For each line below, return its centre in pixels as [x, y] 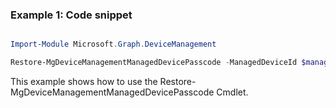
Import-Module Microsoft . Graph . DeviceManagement [113, 44]
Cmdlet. [232, 92]
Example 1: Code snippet [71, 15]
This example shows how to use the [84, 82]
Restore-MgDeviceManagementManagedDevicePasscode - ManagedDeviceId [154, 63]
